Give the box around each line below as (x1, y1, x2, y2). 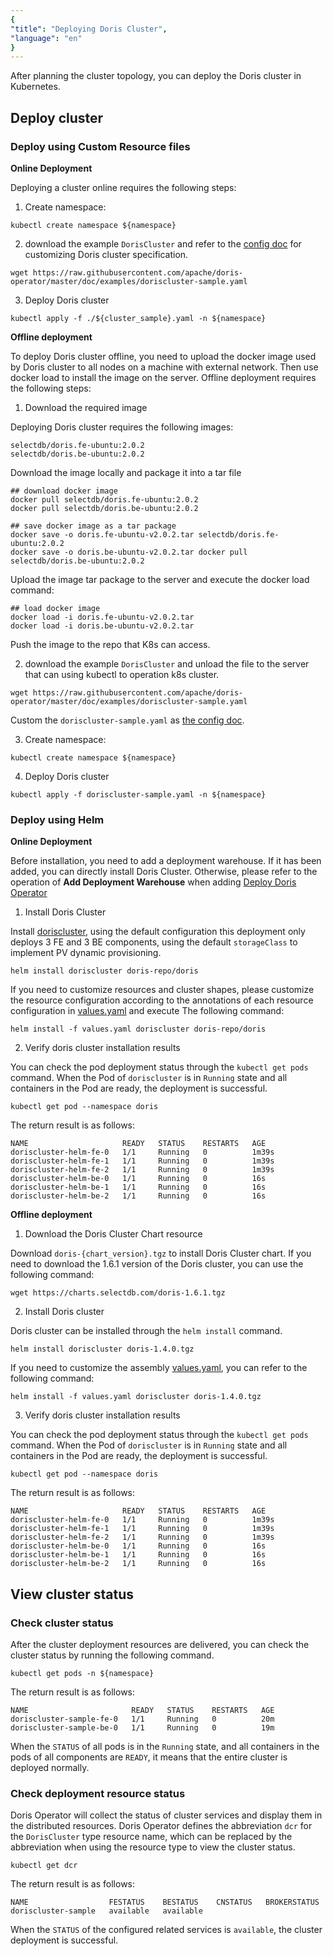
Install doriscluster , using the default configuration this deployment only (10, 926, 306, 938)
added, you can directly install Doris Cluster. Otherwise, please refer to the (10, 866, 318, 878)
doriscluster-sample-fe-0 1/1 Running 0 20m (10, 1714, 275, 1724)
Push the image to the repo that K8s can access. (10, 638, 211, 650)
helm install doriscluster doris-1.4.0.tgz (10, 1344, 195, 1355)
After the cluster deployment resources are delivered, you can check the (10, 1638, 310, 1650)
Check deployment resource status (10, 1786, 186, 1800)
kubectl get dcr (10, 1861, 78, 1871)
